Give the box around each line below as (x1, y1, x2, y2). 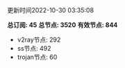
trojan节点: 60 (17, 53, 58, 61)
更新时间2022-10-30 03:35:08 (7, 6, 94, 14)
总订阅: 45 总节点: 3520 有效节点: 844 (7, 21, 118, 29)
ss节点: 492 (17, 44, 51, 52)
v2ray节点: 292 (17, 35, 61, 44)
